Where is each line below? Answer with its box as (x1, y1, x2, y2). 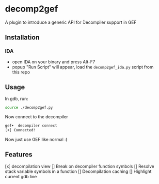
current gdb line (5, 173, 37, 179)
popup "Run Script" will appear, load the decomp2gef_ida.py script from (12, 64, 154, 70)
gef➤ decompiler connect (5, 123, 57, 128)
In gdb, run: (5, 96, 28, 102)
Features (5, 151, 32, 159)
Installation (5, 33, 40, 42)
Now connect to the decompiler (5, 114, 68, 120)
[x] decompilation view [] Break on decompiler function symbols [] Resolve (5, 163, 155, 169)
